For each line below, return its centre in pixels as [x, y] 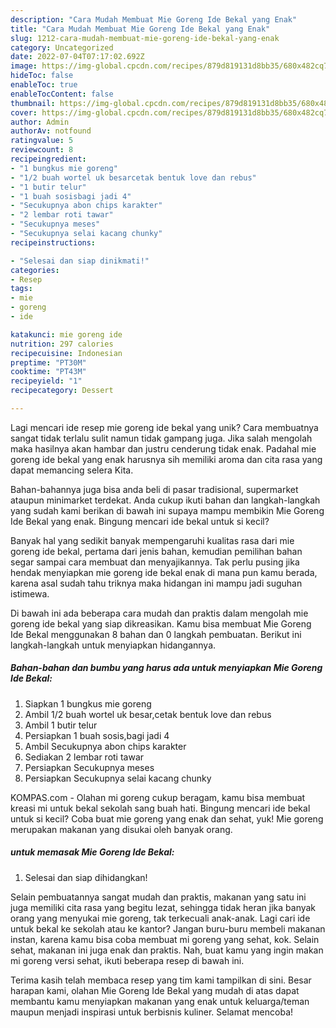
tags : [21, 289]
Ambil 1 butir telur [61, 725]
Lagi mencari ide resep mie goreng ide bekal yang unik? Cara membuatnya [164, 427]
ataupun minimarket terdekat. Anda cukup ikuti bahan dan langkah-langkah [165, 500]
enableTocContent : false [62, 94]
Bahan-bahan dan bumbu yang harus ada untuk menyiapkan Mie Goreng [166, 668]
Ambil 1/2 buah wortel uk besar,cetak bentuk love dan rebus [148, 714]
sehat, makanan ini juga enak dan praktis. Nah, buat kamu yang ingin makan [167, 950]
